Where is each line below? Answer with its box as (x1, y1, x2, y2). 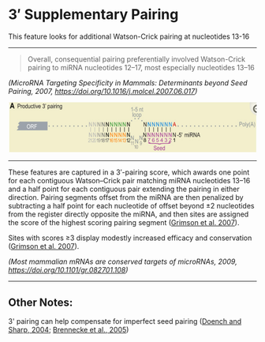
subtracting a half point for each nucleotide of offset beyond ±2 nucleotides (8, 201, 255, 211)
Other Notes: (8, 295, 73, 309)
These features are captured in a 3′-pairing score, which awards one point (8, 167, 250, 177)
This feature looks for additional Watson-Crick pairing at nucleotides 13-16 (8, 32, 250, 41)
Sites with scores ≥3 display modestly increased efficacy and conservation (8, 233, 252, 242)
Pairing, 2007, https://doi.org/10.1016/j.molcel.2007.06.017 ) (8, 86, 198, 96)
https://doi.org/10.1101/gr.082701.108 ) (8, 265, 129, 275)
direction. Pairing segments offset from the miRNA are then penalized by (8, 193, 244, 202)
